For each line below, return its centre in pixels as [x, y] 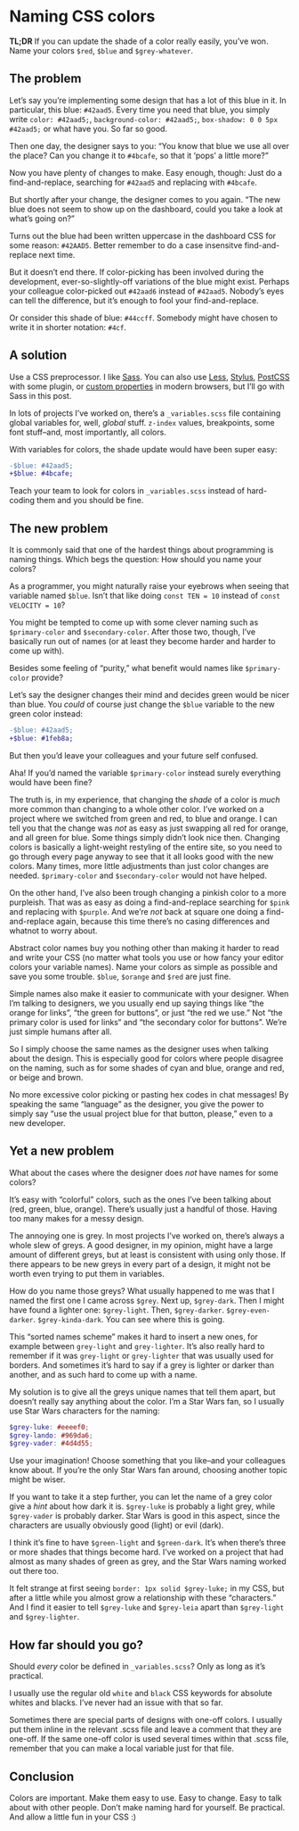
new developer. [37, 1123]
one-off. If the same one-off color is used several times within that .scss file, [149, 1739]
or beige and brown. [46, 1077]
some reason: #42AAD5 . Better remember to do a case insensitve [126, 245]
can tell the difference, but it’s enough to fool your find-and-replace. [134, 300]
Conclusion [42, 1776]
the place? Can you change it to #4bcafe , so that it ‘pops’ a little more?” [139, 155]
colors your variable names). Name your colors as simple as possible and [144, 966]
